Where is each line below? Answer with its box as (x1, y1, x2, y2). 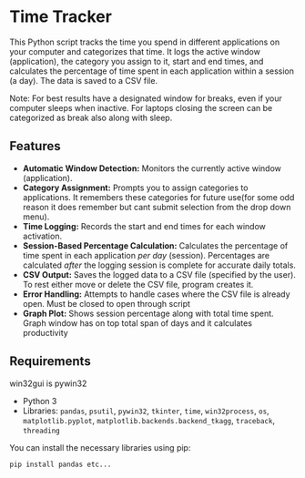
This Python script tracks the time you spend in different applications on (9, 36, 280, 47)
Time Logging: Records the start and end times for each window (22, 220, 267, 231)
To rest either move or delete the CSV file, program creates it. (22, 279, 254, 290)
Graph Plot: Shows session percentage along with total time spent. (22, 308, 275, 319)
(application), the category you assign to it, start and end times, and (9, 56, 264, 66)
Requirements (9, 353, 91, 370)
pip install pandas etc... (9, 460, 112, 469)
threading (22, 426, 61, 435)
